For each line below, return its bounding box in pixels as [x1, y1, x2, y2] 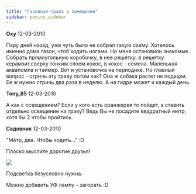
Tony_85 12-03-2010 [6, 90, 57, 97]
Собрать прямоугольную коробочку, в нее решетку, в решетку [6, 54, 164, 61]
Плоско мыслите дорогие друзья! [6, 147, 91, 155]
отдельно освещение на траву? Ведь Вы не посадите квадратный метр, [6, 108, 187, 115]
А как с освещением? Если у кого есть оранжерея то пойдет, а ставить [6, 101, 185, 108]
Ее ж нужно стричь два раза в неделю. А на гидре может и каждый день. [6, 78, 191, 85]
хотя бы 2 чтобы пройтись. [6, 113, 73, 120]
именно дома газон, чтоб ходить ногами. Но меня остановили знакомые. [6, 47, 190, 54]
